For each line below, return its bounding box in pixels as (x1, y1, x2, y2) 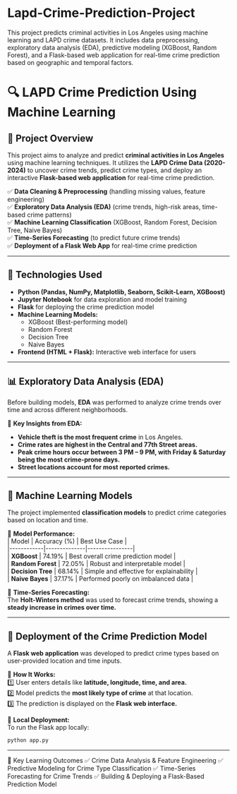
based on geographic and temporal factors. (7, 58, 134, 66)
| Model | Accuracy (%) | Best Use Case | (7, 537, 127, 546)
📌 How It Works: (7, 670, 56, 679)
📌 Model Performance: (7, 529, 75, 538)
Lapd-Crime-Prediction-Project (7, 5, 195, 21)
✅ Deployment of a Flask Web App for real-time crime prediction (7, 241, 197, 250)
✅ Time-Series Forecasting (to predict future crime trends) (7, 233, 181, 241)
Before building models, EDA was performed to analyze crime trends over (7, 397, 222, 407)
